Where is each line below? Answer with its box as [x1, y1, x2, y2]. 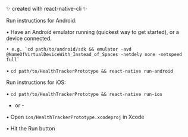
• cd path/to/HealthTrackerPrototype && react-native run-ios [6, 91, 162, 97]
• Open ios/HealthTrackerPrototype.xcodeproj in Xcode [6, 113, 145, 120]
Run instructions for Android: [6, 17, 77, 24]
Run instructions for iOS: [6, 79, 67, 86]
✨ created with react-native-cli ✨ [6, 5, 87, 12]
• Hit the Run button [6, 125, 55, 132]
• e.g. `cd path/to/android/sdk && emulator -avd [6, 46, 132, 52]
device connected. [6, 35, 52, 42]
